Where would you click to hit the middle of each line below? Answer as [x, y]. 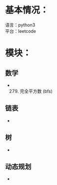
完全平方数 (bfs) [36, 91]
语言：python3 [20, 25]
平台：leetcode [21, 31]
